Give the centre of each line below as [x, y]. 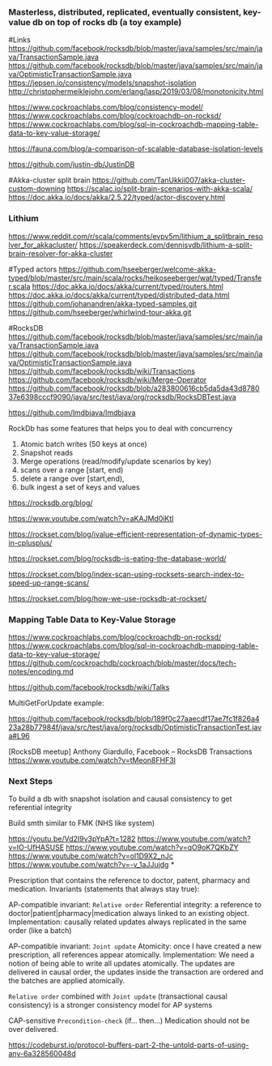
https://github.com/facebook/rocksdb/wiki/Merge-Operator [108, 379]
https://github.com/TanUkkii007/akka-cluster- [169, 180]
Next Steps [31, 781]
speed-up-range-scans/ [49, 583]
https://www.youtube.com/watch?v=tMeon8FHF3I [92, 760]
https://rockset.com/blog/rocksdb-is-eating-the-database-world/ [117, 559]
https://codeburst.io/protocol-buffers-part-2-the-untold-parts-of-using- [129, 1045]
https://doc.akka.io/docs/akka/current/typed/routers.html [128, 286]
